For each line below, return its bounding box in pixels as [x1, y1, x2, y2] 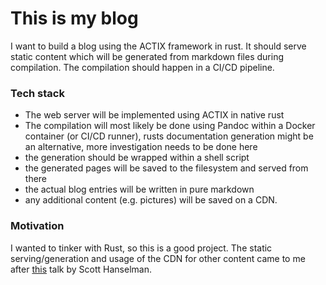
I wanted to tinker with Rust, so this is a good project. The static [10, 242, 273, 254]
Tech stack [10, 86, 65, 100]
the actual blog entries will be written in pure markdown [24, 183, 255, 196]
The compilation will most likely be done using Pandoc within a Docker [24, 120, 316, 132]
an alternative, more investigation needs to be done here [24, 141, 258, 153]
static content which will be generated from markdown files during [10, 50, 285, 62]
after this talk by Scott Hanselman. [10, 263, 152, 275]
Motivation [10, 219, 65, 233]
